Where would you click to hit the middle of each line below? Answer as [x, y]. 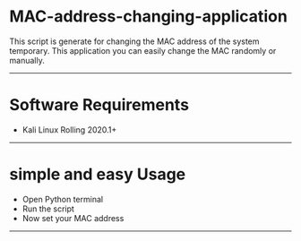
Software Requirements [99, 105]
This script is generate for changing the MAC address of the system [134, 41]
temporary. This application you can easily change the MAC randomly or [143, 50]
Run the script [48, 209]
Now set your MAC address [73, 218]
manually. [27, 60]
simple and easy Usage [98, 174]
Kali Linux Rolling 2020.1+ [69, 129]
